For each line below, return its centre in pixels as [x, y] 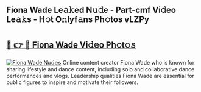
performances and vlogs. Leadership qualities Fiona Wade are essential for [100, 76]
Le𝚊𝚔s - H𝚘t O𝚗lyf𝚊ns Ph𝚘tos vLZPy [78, 20]
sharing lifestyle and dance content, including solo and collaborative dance [100, 69]
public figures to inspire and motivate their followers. [72, 82]
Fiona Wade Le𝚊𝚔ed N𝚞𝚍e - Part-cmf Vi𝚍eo [91, 10]
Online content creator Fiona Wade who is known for [129, 62]
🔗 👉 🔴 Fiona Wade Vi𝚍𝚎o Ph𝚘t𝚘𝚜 [71, 45]
